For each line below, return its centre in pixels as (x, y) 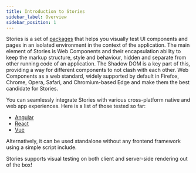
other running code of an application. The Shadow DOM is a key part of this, (98, 64)
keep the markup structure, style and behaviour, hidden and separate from (96, 58)
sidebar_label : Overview (36, 17)
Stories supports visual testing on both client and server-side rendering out (97, 159)
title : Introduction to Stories (45, 11)
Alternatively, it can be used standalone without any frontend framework (93, 141)
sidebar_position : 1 (31, 22)
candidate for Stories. (32, 89)
